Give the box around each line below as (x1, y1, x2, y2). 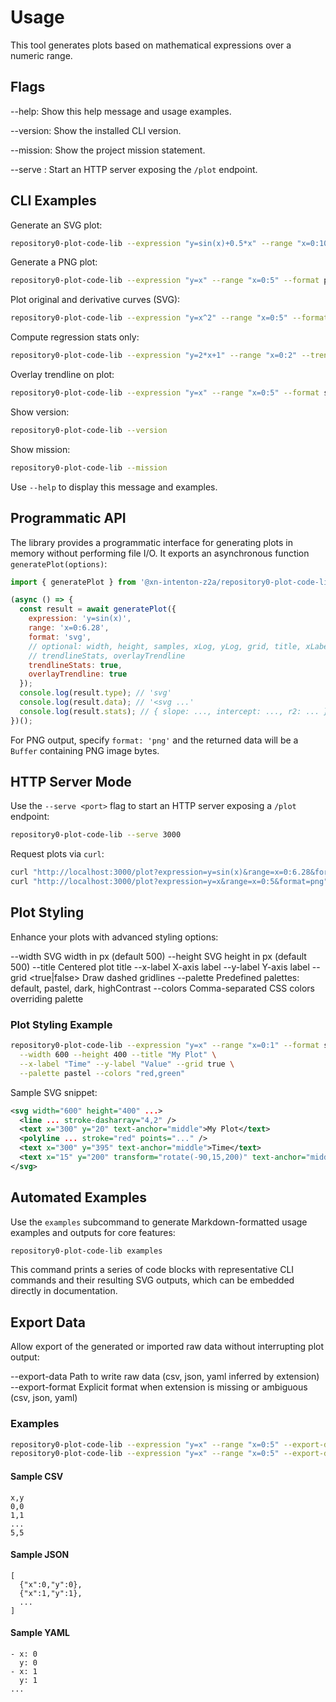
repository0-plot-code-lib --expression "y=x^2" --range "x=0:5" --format (10, 313, 329, 323)
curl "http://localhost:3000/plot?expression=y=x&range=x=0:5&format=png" (10, 877, 329, 887)
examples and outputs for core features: (10, 1226, 176, 1238)
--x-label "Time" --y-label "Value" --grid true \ (19, 1059, 235, 1069)
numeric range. (10, 49, 73, 61)
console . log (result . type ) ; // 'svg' (19, 688, 172, 698)
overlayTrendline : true (28, 669, 128, 680)
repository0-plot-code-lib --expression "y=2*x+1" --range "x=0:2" (10, 351, 298, 361)
